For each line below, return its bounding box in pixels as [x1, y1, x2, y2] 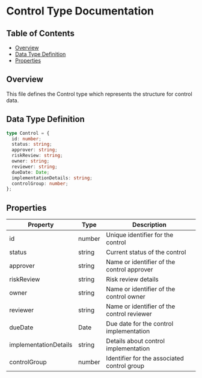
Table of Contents [6, 28, 75, 39]
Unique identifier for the [106, 231, 174, 239]
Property [28, 221, 54, 229]
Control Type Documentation [6, 4, 155, 18]
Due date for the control [106, 320, 174, 328]
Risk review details [106, 275, 159, 283]
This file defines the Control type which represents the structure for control [6, 90, 192, 98]
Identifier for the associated [106, 354, 185, 362]
